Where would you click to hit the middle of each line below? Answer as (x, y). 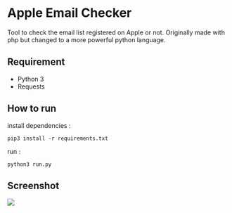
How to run (32, 109)
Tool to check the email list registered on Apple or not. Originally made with (116, 32)
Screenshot (33, 185)
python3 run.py (30, 164)
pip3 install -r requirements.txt (58, 138)
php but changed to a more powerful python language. (86, 39)
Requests (31, 86)
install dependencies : (39, 125)
